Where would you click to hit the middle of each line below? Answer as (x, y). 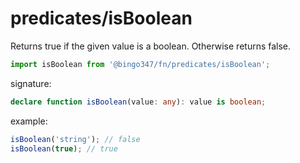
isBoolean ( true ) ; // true (64, 148)
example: (29, 121)
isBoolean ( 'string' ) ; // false (75, 139)
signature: (31, 83)
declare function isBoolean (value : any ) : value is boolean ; (138, 102)
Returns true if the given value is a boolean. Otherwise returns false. (151, 46)
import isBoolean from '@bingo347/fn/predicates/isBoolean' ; (140, 64)
